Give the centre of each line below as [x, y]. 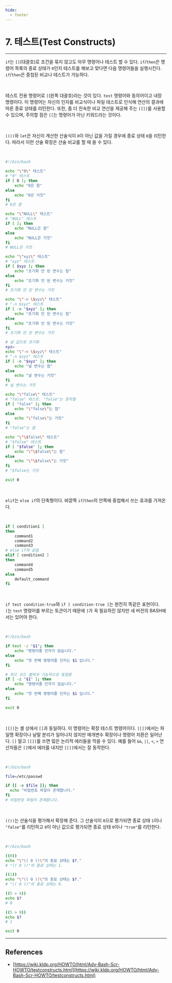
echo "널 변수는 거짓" [35, 376]
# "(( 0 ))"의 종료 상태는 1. [34, 865]
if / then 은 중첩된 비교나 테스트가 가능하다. [47, 75]
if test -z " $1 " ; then [29, 646]
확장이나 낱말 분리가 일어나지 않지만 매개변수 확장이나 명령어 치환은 [82, 734]
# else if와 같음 [22, 551]
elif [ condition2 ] [27, 555]
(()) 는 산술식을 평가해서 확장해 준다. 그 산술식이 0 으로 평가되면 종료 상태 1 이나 [84, 820]
